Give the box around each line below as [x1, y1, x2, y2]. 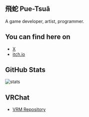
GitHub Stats [5, 66, 46, 74]
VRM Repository [12, 107, 46, 113]
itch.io [12, 51, 25, 57]
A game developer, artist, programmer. [5, 18, 85, 24]
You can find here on [5, 33, 71, 41]
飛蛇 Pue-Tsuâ [5, 4, 50, 13]
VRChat [5, 93, 30, 102]
